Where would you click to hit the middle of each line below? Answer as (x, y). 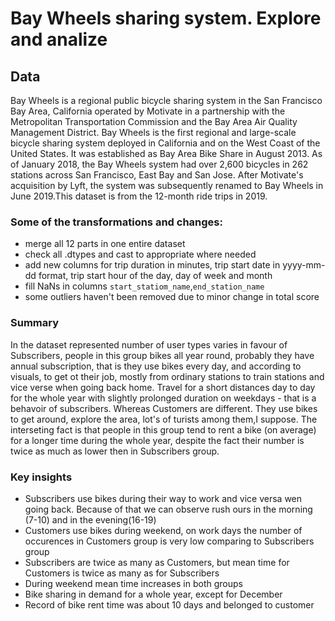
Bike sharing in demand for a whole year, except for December (153, 594)
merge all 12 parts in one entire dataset (105, 244)
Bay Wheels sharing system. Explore (166, 18)
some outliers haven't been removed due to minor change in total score (172, 297)
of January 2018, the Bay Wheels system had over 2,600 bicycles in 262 (159, 164)
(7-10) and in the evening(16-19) (90, 519)
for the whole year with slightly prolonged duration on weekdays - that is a (163, 398)
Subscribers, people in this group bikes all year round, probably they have (162, 355)
